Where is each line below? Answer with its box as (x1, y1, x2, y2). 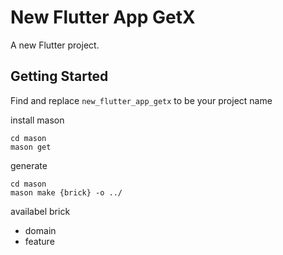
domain (24, 224, 57, 236)
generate (10, 159, 48, 171)
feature (24, 235, 55, 247)
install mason (10, 114, 65, 126)
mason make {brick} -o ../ (10, 187, 123, 198)
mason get (10, 142, 52, 152)
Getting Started (10, 68, 109, 85)
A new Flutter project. (10, 39, 100, 51)
